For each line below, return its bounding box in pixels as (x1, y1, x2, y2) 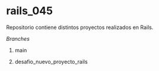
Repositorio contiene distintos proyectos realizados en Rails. (6, 24, 154, 31)
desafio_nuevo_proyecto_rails (14, 58, 88, 65)
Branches (6, 35, 30, 42)
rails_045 (6, 4, 53, 18)
